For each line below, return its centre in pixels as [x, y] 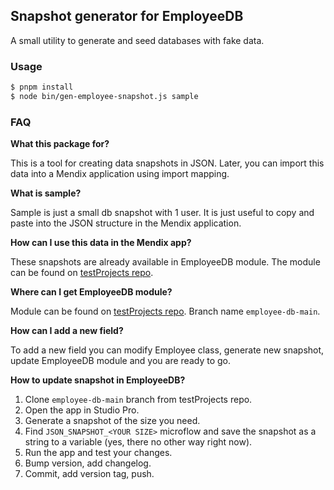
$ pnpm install [42, 87]
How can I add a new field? [67, 331]
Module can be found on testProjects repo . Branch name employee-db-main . [165, 311]
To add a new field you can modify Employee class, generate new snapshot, [167, 350]
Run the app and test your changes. [98, 453]
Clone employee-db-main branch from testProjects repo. [138, 400]
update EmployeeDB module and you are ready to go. [120, 361]
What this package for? [60, 144]
